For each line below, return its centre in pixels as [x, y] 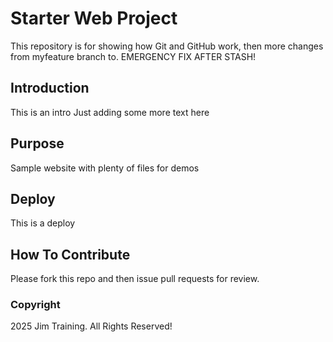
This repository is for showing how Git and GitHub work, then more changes [167, 46]
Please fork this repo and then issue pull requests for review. [135, 279]
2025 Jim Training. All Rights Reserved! [91, 326]
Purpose [37, 143]
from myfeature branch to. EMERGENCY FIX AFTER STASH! [133, 56]
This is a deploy [43, 223]
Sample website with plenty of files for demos [105, 168]
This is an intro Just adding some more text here [110, 112]
